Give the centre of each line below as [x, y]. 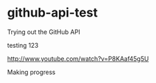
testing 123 [23, 45]
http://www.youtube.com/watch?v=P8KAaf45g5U [78, 58]
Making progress [31, 72]
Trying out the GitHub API [44, 32]
